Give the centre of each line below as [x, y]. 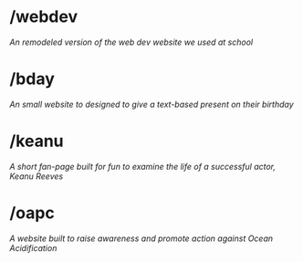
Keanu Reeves [37, 176]
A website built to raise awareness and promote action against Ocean [141, 238]
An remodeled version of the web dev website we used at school [131, 42]
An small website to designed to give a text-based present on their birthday [151, 104]
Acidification [33, 247]
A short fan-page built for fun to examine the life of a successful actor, [143, 166]
